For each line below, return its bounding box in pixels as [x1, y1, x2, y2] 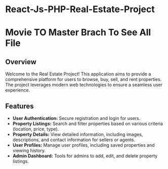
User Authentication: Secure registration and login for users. [12, 115, 141, 121]
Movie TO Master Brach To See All [5, 27, 151, 38]
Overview [5, 57, 37, 66]
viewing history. [12, 148, 46, 153]
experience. [5, 87, 30, 93]
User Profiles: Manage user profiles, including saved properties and [12, 142, 155, 148]
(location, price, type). [12, 126, 59, 132]
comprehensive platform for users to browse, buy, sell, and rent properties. [5, 76, 162, 82]
